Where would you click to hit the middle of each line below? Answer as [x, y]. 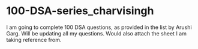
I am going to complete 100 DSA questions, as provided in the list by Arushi [99, 27]
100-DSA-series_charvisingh [80, 11]
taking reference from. [34, 40]
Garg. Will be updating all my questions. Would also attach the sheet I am [97, 33]
